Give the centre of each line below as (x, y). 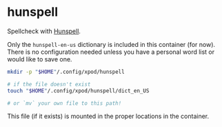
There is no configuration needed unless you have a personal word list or (111, 52)
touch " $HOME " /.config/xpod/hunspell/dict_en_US (78, 90)
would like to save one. (40, 59)
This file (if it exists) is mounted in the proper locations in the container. (108, 116)
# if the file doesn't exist (49, 84)
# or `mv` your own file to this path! (64, 103)
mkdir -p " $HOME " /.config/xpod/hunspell (66, 72)
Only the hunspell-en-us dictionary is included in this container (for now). (111, 44)
